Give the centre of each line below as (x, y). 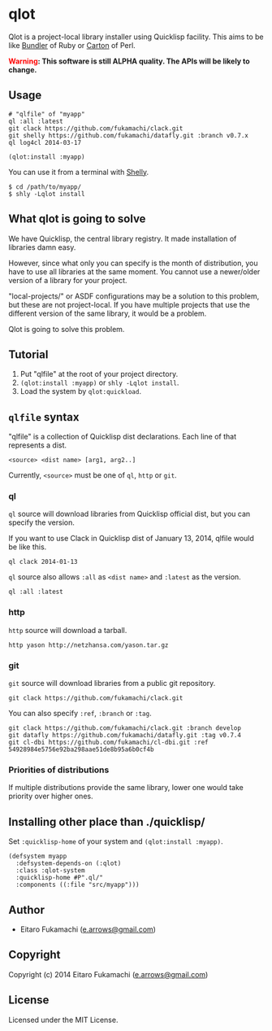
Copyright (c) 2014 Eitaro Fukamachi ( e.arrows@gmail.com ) (108, 974)
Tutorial (28, 354)
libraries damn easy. (42, 247)
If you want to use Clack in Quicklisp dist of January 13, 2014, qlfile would (131, 539)
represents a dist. (38, 445)
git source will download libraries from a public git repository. (112, 684)
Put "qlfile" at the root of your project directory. (99, 374)
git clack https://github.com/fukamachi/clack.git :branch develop (125, 728)
